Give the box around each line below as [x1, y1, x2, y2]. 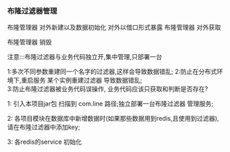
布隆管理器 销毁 [7, 38, 52, 47]
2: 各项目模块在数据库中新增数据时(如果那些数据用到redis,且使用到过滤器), [7, 115, 220, 123]
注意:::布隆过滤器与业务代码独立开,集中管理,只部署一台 [7, 53, 163, 61]
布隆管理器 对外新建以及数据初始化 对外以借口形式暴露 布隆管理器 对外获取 [7, 23, 221, 32]
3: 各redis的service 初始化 [7, 137, 82, 146]
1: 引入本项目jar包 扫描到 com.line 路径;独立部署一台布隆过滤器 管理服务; [7, 99, 214, 108]
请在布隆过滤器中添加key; [7, 123, 81, 131]
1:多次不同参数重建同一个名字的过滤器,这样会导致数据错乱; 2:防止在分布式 [7, 67, 217, 76]
